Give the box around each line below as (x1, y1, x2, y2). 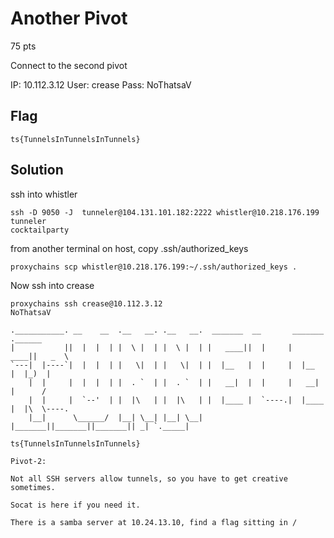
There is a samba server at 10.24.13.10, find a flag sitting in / (10, 517, 298, 527)
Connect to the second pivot (10, 59, 128, 71)
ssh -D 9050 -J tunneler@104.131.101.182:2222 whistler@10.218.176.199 (10, 207, 320, 217)
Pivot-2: (10, 456, 47, 466)
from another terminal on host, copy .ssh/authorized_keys (10, 242, 249, 254)
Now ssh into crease (10, 279, 95, 291)
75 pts (10, 40, 37, 52)
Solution (10, 162, 64, 179)
